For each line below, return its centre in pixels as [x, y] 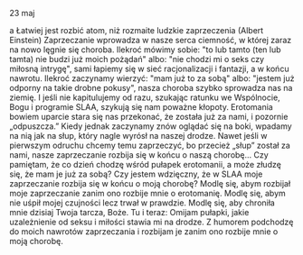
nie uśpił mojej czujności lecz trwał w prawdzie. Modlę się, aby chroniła [142, 203]
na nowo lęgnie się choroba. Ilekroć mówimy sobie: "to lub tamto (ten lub [145, 50]
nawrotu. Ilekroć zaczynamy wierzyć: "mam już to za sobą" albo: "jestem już [152, 78]
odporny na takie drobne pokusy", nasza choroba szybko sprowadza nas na [151, 88]
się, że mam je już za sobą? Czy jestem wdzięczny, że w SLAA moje [136, 174]
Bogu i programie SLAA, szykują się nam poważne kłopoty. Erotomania [141, 107]
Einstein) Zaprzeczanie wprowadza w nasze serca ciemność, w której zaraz [151, 40]
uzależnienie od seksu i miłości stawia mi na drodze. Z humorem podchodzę [151, 222]
